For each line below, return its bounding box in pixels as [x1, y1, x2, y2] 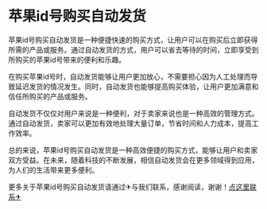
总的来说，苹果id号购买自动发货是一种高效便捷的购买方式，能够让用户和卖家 [8, 145, 258, 155]
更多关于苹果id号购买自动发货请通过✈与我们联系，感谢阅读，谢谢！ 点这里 [8, 182, 250, 192]
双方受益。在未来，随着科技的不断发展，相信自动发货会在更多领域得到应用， [8, 155, 259, 164]
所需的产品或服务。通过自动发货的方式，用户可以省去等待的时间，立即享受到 [8, 45, 259, 54]
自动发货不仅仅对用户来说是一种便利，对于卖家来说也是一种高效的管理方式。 [8, 108, 259, 118]
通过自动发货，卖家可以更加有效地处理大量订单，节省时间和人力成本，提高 [8, 118, 252, 128]
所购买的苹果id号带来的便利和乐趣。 [8, 55, 126, 64]
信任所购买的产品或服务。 [8, 91, 92, 101]
